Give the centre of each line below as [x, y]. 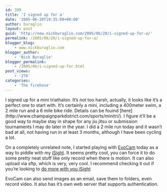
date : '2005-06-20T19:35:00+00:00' [43, 19]
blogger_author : [22, 52]
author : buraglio [24, 24]
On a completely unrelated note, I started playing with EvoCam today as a [82, 147]
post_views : [18, 71]
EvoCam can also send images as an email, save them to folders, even [78, 178]
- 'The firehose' [33, 85]
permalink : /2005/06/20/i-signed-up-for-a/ [52, 39]
